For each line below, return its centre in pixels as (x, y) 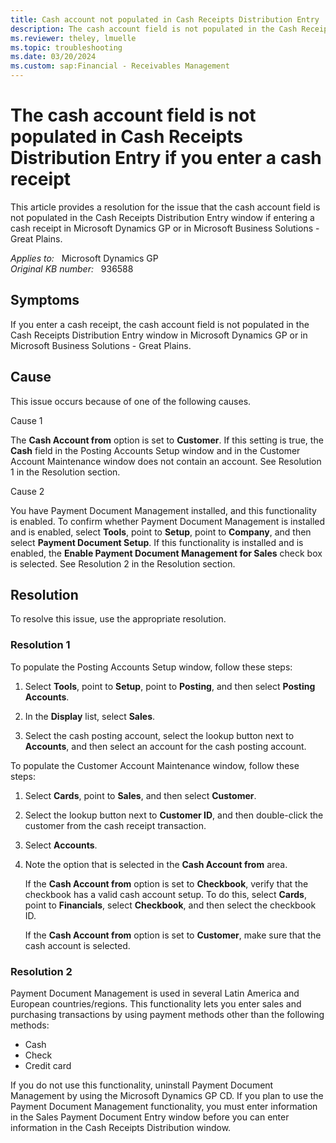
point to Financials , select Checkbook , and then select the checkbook (170, 905)
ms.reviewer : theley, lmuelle (73, 38)
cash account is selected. (77, 945)
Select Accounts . (61, 845)
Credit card (48, 1065)
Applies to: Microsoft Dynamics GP (84, 258)
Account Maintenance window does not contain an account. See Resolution (166, 461)
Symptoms (45, 300)
